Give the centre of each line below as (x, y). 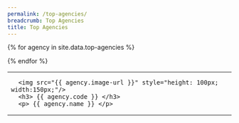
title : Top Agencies (38, 27)
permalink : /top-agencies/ (47, 14)
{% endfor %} (28, 61)
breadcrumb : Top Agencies (46, 21)
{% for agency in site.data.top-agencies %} (71, 48)
